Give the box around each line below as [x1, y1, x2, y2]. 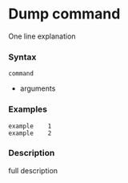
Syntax [8, 51, 37, 63]
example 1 [8, 122, 52, 130]
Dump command [8, 5, 121, 23]
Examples [8, 104, 48, 115]
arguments [19, 83, 56, 93]
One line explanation [8, 31, 76, 41]
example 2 [8, 129, 52, 137]
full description [8, 165, 58, 175]
